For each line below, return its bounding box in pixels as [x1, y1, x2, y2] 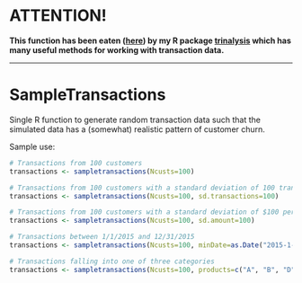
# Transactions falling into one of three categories [9, 257, 216, 266]
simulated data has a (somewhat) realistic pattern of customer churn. [9, 123, 265, 135]
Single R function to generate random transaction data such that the [9, 114, 262, 125]
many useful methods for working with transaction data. [9, 44, 225, 55]
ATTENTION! [9, 5, 108, 26]
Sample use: [9, 141, 56, 152]
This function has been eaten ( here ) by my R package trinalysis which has [9, 35, 292, 46]
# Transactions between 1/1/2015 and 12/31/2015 [9, 233, 195, 242]
